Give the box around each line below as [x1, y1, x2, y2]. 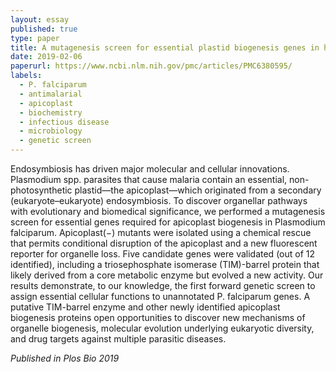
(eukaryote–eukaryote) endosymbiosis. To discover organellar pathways [10, 195, 308, 206]
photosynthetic [10, 184, 73, 196]
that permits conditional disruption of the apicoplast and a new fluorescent [10, 237, 318, 249]
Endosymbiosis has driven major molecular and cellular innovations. [10, 163, 290, 175]
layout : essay [10, 14, 70, 25]
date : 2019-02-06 [10, 52, 83, 62]
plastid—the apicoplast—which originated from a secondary [74, 184, 322, 196]
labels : [10, 71, 43, 81]
